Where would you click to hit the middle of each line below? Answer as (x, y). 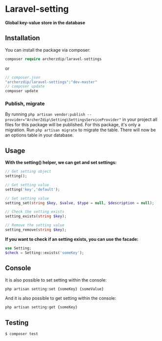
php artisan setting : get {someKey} (41, 307)
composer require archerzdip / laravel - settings (53, 59)
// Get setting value (27, 185)
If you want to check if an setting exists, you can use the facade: (72, 239)
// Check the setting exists (35, 212)
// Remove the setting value (35, 225)
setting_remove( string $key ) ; (36, 230)
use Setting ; (18, 248)
